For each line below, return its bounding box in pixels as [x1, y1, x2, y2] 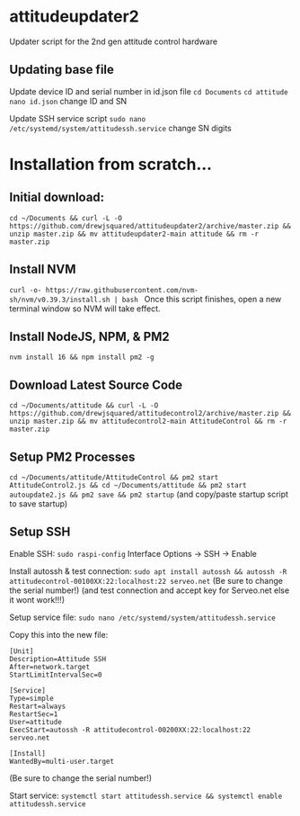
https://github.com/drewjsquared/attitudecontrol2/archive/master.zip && [9, 409, 292, 418]
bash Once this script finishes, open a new [121, 293, 282, 304]
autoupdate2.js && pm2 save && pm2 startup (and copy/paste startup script [9, 489, 289, 499]
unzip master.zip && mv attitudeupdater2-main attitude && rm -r [9, 229, 259, 238]
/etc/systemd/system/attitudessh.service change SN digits [9, 122, 232, 133]
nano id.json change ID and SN [9, 95, 128, 106]
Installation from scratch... [9, 154, 213, 175]
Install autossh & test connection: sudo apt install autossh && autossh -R [9, 565, 287, 577]
